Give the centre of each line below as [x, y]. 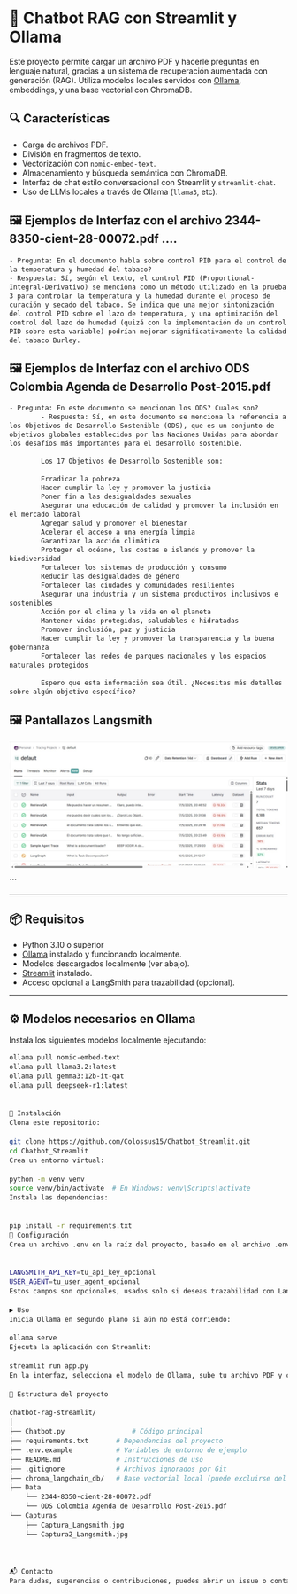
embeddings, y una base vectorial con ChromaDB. [101, 90]
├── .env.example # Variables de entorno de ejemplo [128, 1450]
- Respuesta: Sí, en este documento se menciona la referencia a [164, 417]
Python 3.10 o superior [63, 945]
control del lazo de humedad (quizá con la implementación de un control [148, 323]
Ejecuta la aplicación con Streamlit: [80, 1348]
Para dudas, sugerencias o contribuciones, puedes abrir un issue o [138, 1582]
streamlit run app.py [49, 1366]
